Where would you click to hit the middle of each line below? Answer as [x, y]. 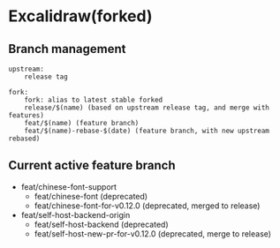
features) [26, 116]
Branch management [67, 49]
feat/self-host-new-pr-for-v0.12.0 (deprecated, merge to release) [152, 233]
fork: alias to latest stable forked [94, 100]
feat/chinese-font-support [68, 186]
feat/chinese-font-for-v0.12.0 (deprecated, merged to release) [147, 206]
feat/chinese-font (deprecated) [91, 196]
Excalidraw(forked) [80, 16]
